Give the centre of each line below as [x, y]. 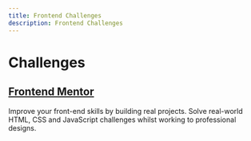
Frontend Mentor [51, 92]
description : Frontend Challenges [66, 23]
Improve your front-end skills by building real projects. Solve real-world [126, 111]
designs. [22, 127]
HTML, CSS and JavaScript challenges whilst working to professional [122, 119]
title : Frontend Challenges [55, 16]
